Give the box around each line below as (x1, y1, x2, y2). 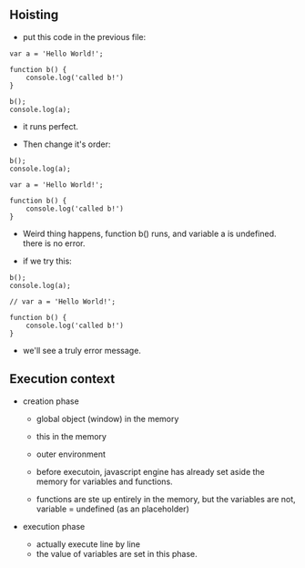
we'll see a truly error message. (22, 345, 141, 356)
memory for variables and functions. (36, 476, 173, 487)
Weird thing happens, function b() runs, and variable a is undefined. (22, 228, 277, 239)
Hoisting (9, 7, 59, 23)
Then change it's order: (22, 139, 111, 150)
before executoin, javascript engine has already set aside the (36, 466, 266, 477)
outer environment (36, 449, 107, 460)
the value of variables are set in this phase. (36, 548, 198, 559)
